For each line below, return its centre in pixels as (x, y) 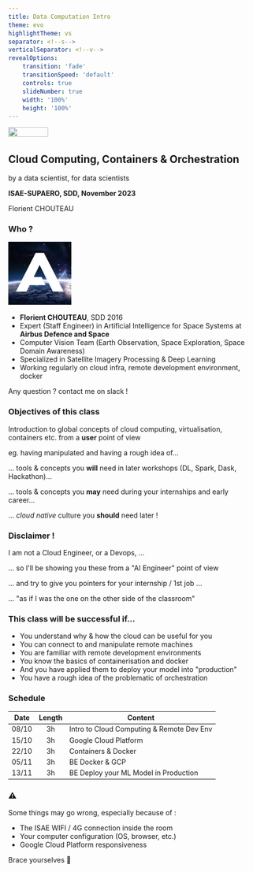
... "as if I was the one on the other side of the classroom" (102, 598)
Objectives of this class (54, 412)
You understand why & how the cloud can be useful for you (116, 636)
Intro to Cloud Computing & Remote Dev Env (141, 729)
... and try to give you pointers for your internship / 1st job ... (105, 583)
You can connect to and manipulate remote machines (106, 644)
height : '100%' (47, 108)
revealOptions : (33, 58)
